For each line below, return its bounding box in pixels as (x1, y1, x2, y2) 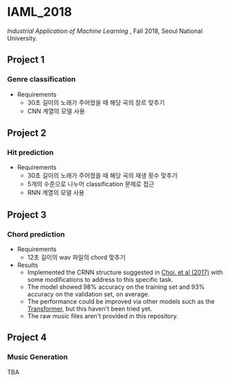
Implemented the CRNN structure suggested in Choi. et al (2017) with (27, 268, 223, 276)
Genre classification (7, 75, 76, 84)
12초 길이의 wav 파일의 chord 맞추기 (27, 253, 126, 261)
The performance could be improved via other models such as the (27, 298, 215, 305)
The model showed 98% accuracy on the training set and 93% (27, 283, 205, 291)
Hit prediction (7, 147, 54, 157)
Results (16, 261, 38, 269)
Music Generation (7, 353, 69, 362)
